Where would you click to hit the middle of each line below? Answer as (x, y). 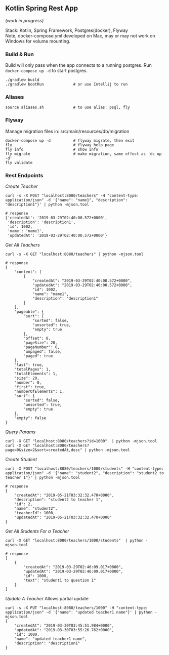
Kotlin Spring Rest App (42, 8)
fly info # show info (52, 149)
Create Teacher (22, 186)
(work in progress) (25, 20)
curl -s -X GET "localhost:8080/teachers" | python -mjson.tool (74, 254)
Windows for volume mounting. (38, 41)
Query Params (20, 432)
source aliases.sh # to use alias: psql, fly (68, 108)
